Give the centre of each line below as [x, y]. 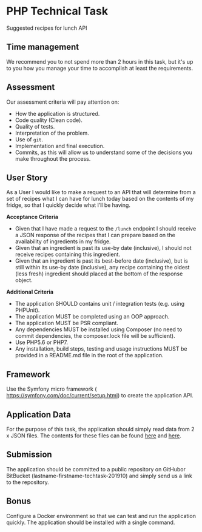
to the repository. [28, 482]
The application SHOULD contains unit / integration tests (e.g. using [100, 304]
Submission [29, 455]
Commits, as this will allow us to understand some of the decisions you [104, 152]
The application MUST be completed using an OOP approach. [92, 317]
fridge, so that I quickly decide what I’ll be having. [68, 205]
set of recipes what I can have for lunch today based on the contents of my [100, 199]
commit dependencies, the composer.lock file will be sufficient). [95, 336]
